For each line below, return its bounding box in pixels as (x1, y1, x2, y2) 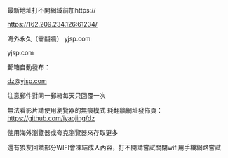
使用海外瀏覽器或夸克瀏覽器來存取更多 (7, 129, 118, 136)
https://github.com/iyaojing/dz (7, 114, 95, 122)
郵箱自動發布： (7, 63, 51, 71)
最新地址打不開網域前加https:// (7, 6, 96, 14)
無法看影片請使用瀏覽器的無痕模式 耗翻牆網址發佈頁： (7, 106, 163, 114)
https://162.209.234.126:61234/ (7, 20, 98, 28)
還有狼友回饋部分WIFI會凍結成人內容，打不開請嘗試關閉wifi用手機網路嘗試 (7, 143, 221, 152)
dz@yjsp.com (7, 77, 47, 85)
